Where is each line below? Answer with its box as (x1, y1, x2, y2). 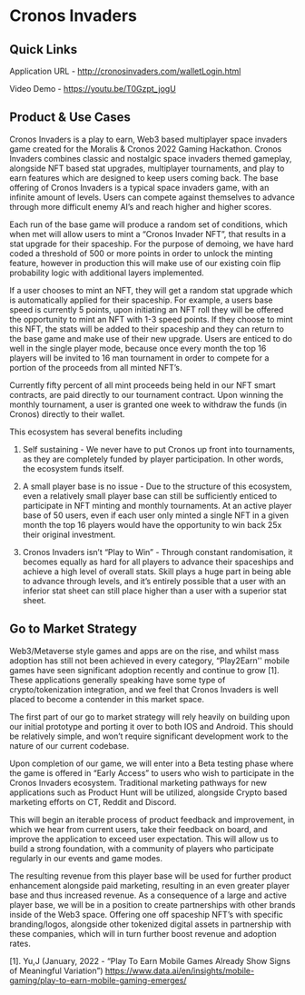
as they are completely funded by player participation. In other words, (22, 453, 284, 464)
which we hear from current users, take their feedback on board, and (9, 823, 268, 834)
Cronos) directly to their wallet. (9, 408, 125, 419)
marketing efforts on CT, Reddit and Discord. (9, 796, 177, 807)
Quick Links (9, 42, 78, 57)
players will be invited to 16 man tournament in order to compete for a (9, 352, 270, 363)
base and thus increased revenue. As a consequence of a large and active (9, 890, 288, 900)
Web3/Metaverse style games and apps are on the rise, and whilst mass (9, 645, 280, 656)
